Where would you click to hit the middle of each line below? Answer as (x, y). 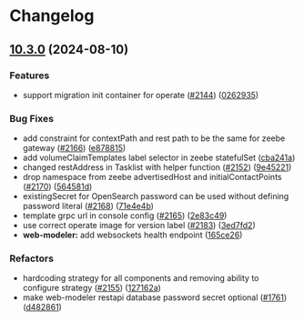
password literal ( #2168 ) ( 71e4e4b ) (88, 206)
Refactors (32, 258)
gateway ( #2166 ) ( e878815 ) (74, 148)
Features (30, 75)
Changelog (52, 16)
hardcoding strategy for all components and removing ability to (141, 278)
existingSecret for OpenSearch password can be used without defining (156, 196)
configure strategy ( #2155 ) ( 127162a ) (92, 288)
